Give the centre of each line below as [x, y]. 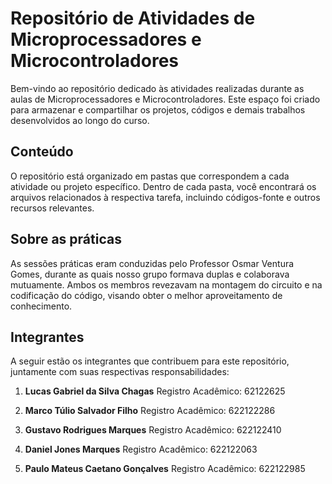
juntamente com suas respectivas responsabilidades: [120, 372]
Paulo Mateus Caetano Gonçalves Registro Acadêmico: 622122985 [165, 469]
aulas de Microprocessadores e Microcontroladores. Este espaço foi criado [165, 99]
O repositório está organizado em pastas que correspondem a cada [150, 176]
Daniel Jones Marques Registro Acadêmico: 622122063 [141, 449]
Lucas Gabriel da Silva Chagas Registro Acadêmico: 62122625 [155, 391]
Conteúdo [42, 152]
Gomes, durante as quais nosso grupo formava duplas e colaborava [150, 274]
